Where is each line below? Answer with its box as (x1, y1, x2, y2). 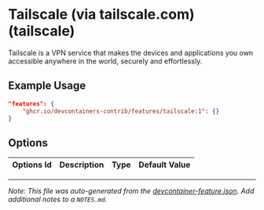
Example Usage (8, 79, 86, 92)
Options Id (12, 159, 53, 170)
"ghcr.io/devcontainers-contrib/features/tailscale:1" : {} (22, 107, 220, 115)
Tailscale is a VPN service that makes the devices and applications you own (8, 48, 254, 57)
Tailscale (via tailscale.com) (8, 5, 195, 24)
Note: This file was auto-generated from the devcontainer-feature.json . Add (8, 186, 255, 196)
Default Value (138, 159, 191, 170)
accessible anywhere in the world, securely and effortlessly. (8, 56, 203, 66)
